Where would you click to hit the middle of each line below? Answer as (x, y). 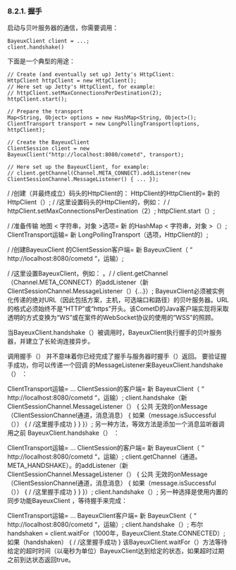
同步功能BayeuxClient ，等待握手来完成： (68, 501)
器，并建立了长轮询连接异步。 (50, 341)
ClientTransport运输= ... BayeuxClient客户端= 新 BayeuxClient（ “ (102, 516)
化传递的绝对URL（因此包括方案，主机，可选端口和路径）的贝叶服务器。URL (118, 300)
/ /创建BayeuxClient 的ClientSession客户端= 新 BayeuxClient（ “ (100, 250)
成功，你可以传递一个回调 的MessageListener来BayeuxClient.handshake (118, 365)
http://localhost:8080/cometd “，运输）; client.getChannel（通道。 (104, 457)
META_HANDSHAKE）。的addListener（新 (68, 466)
